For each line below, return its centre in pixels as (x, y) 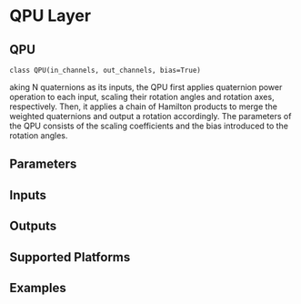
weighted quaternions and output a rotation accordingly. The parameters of (150, 116)
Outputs (33, 226)
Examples (38, 288)
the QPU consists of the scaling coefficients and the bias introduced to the (149, 126)
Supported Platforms (70, 257)
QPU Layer (50, 16)
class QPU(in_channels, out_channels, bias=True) (105, 70)
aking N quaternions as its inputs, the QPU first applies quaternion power (146, 87)
